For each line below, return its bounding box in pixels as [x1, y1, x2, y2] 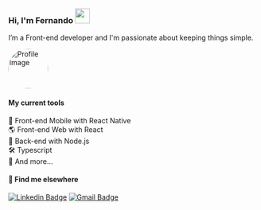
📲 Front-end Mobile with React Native [8, 115, 131, 125]
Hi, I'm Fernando [8, 14, 74, 25]
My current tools [8, 98, 65, 107]
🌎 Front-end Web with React [8, 124, 103, 134]
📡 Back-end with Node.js [8, 136, 90, 146]
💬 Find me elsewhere [8, 175, 79, 185]
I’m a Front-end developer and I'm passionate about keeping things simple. [8, 33, 254, 43]
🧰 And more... [8, 156, 53, 166]
